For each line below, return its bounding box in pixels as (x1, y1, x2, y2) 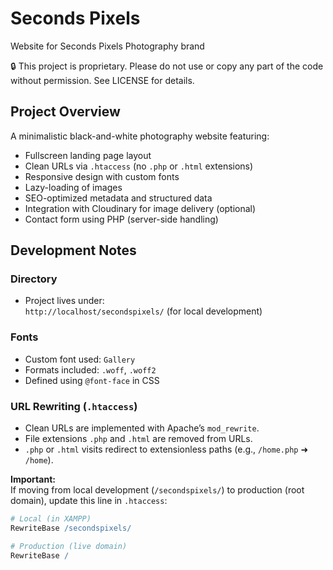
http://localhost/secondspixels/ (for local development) (24, 305, 263, 317)
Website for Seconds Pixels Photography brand (10, 40, 205, 52)
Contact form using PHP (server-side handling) (24, 213, 219, 225)
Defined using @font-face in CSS (24, 374, 160, 386)
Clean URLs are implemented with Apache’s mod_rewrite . (24, 422, 260, 434)
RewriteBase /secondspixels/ (10, 523, 132, 533)
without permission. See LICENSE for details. (10, 74, 195, 86)
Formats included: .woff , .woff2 (24, 363, 157, 376)
